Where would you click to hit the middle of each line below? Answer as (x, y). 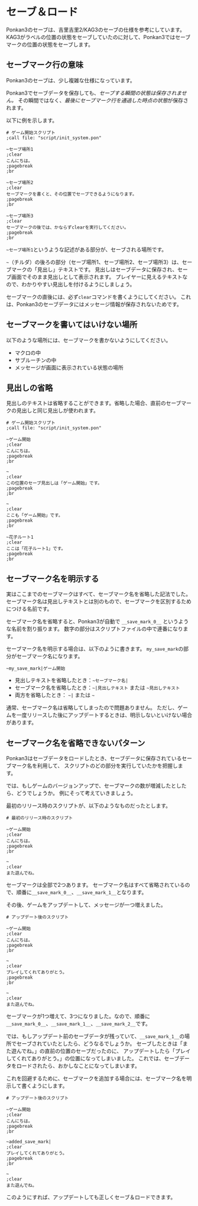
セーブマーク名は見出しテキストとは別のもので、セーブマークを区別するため (99, 602)
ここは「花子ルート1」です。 (36, 549)
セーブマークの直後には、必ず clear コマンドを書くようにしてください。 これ (99, 297)
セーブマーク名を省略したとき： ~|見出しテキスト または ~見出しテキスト (97, 688)
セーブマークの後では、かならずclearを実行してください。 (67, 227)
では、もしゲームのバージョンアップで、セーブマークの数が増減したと (91, 786)
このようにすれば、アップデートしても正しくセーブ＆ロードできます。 (91, 1197)
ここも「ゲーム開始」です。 (35, 516)
